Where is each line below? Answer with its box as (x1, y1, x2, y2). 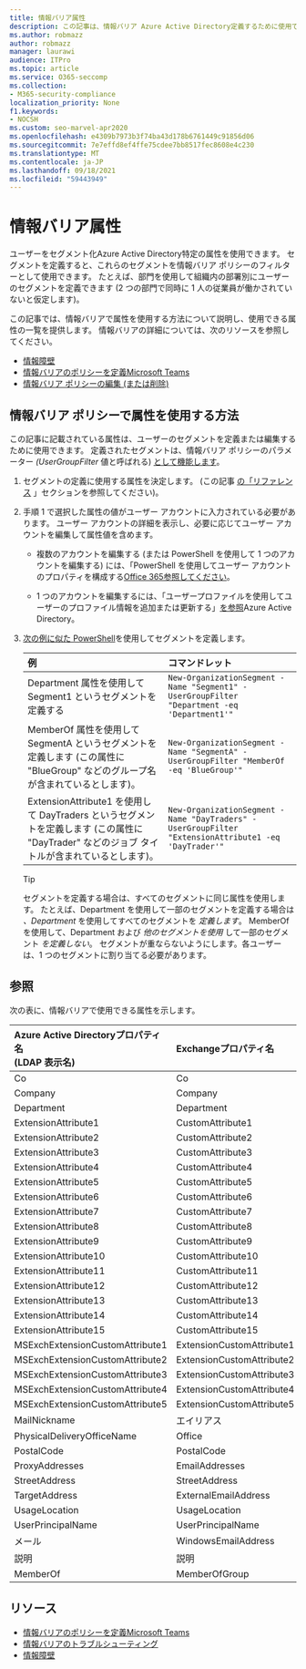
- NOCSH (9, 115, 39, 124)
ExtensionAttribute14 (14, 1309, 106, 1322)
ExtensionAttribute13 (14, 1293, 106, 1306)
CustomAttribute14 (176, 1309, 259, 1322)
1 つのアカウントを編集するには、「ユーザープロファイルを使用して (36, 591, 285, 602)
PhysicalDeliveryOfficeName (14, 1429, 137, 1442)
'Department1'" (168, 709, 234, 719)
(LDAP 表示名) (14, 1056, 76, 1068)
